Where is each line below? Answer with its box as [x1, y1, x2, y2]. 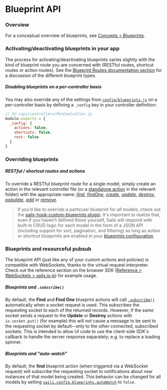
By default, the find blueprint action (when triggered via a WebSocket [5, 363, 148, 369]
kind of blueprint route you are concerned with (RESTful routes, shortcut [5, 61, 154, 68]
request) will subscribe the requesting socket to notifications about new [5, 368, 153, 374]
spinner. [5, 339, 22, 345]
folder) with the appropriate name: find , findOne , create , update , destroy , [5, 191, 156, 197]
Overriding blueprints [5, 156, 59, 163]
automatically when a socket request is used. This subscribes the [5, 302, 140, 308]
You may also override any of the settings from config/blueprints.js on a [5, 96, 158, 102]
